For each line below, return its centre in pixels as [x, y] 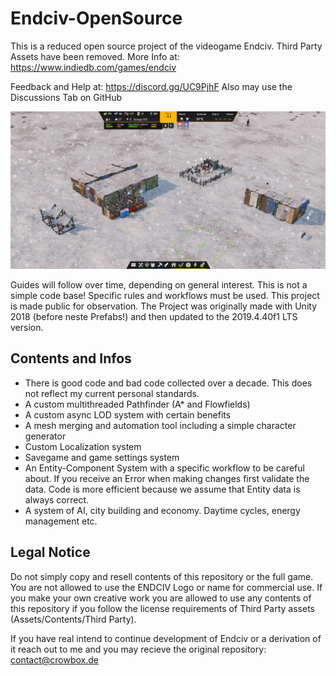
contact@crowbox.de [54, 659]
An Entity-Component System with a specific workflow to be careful [164, 468]
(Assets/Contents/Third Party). [73, 619]
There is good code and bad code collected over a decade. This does [168, 383]
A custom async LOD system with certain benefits [128, 414]
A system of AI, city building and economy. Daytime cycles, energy [162, 510]
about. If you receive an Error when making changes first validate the [167, 478]
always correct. [57, 499]
